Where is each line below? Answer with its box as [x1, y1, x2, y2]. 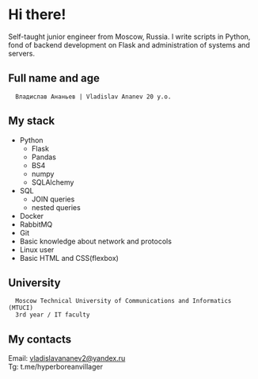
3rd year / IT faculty [15, 311, 90, 319]
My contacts [8, 332, 72, 346]
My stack [8, 114, 55, 128]
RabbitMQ [19, 220, 53, 229]
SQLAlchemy [31, 177, 74, 187]
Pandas [31, 152, 57, 162]
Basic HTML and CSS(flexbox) [19, 253, 119, 262]
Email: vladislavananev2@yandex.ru [8, 354, 126, 363]
